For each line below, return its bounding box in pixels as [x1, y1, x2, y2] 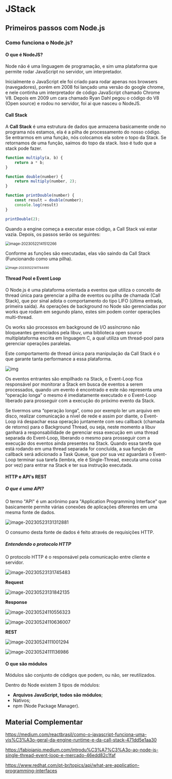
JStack [5, 3, 36, 15]
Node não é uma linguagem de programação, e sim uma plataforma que [5, 63, 158, 69]
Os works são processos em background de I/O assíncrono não [5, 324, 140, 330]
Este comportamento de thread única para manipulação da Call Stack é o [5, 350, 160, 356]
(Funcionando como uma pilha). [5, 255, 73, 262]
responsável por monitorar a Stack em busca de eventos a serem [5, 381, 143, 387]
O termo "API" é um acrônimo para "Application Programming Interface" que [5, 499, 167, 505]
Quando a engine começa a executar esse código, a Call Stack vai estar [5, 225, 158, 232]
